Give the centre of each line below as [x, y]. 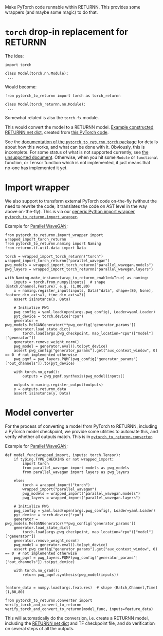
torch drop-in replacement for [66, 32]
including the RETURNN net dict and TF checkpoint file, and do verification [80, 623]
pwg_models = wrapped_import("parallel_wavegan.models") [81, 493]
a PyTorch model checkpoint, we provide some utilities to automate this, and [81, 431]
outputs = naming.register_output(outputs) [59, 385]
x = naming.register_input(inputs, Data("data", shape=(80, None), [83, 290]
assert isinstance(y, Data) [42, 393]
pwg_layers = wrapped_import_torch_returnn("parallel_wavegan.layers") [79, 269]
